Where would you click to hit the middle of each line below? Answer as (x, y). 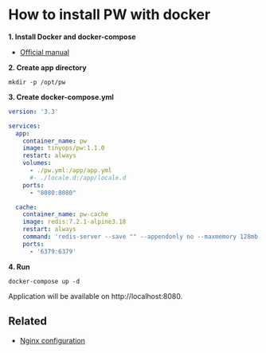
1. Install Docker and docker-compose (72, 37)
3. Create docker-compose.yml (61, 96)
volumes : (37, 163)
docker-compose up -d (44, 281)
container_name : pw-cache (66, 214)
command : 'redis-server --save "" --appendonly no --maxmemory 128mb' (142, 237)
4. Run (19, 267)
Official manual (45, 52)
